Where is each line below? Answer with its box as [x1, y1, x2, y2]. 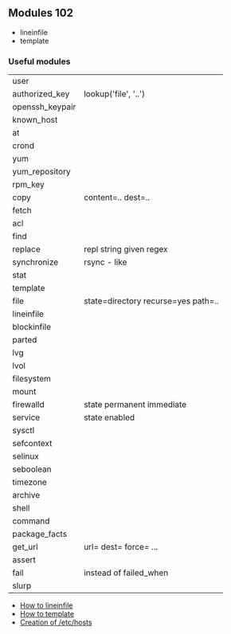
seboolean [12, 464, 52, 475]
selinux [12, 451, 40, 462]
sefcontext [12, 438, 53, 449]
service [12, 412, 41, 423]
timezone [12, 477, 48, 488]
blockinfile [12, 322, 52, 333]
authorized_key [12, 88, 70, 100]
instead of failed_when [83, 567, 169, 578]
